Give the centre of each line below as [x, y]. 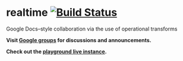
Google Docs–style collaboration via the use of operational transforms [92, 29]
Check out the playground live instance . [56, 51]
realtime [27, 13]
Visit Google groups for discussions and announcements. [79, 40]
